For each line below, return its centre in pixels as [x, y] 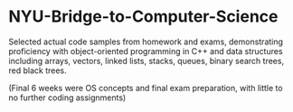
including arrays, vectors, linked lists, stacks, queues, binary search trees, [146, 61]
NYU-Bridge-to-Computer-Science [143, 17]
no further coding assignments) [67, 98]
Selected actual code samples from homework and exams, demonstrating [146, 42]
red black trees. [38, 70]
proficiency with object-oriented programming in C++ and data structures [146, 51]
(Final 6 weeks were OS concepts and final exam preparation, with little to [146, 88]
